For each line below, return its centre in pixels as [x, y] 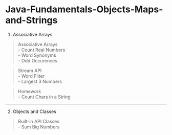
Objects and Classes [34, 111]
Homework [29, 91]
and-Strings [31, 20]
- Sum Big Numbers [39, 127]
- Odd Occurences [37, 60]
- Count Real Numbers [41, 50]
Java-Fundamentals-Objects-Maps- [84, 9]
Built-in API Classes [39, 121]
